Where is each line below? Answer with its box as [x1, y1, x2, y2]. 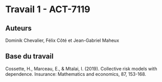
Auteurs [5, 24, 32, 33]
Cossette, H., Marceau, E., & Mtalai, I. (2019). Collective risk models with [5, 65, 157, 72]
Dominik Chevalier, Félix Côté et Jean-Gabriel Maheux [5, 37, 119, 43]
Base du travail [5, 52, 54, 61]
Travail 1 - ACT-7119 [5, 4, 90, 15]
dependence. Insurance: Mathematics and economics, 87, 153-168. [5, 71, 147, 77]
